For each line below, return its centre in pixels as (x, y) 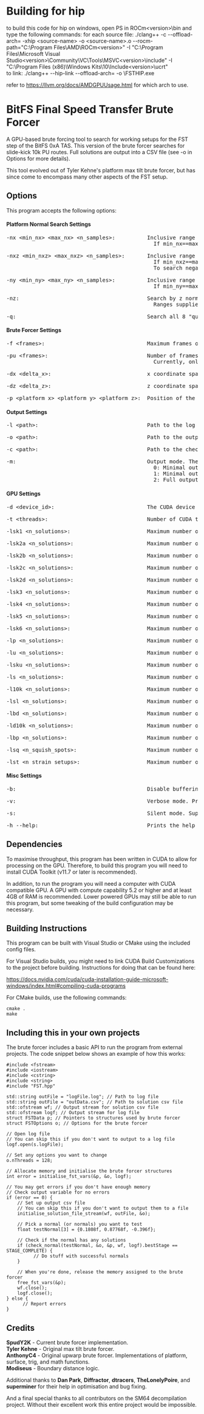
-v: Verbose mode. (98, 801)
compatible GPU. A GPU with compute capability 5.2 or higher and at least (99, 890)
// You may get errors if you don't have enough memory (78, 1187)
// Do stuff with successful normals (81, 1256)
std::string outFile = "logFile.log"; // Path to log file (83, 1097)
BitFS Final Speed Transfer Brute (90, 110)
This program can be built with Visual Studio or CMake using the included (98, 943)
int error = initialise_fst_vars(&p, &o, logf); (69, 1177)
